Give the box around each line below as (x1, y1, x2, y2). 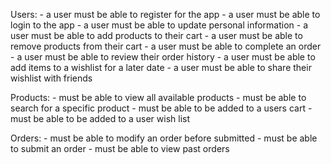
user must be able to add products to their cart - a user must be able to (10, 30, 303, 41)
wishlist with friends (10, 72, 93, 84)
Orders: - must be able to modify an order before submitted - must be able (10, 132, 318, 144)
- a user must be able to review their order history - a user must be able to (10, 51, 316, 63)
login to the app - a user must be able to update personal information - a (10, 19, 309, 31)
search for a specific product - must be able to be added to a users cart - (10, 102, 313, 114)
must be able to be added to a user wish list (10, 113, 190, 124)
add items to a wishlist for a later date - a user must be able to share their (10, 62, 312, 73)
